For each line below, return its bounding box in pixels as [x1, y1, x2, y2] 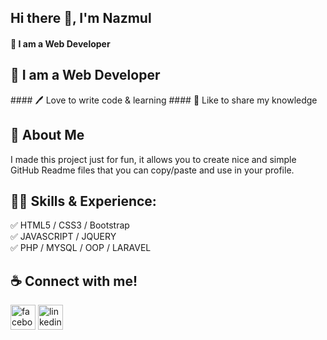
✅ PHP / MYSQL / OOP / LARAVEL [10, 242, 152, 254]
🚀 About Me [10, 127, 85, 144]
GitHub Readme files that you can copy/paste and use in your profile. [10, 164, 295, 176]
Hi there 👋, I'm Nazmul [10, 10, 152, 27]
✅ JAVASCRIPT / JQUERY [10, 231, 117, 243]
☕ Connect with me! [10, 272, 138, 290]
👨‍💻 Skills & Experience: [10, 193, 157, 210]
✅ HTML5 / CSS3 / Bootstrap [10, 219, 130, 231]
